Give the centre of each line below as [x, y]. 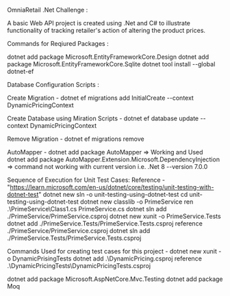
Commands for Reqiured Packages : [58, 43]
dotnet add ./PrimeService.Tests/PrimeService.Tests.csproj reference [105, 224]
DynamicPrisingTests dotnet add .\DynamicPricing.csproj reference [107, 258]
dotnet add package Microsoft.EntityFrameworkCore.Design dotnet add [108, 57]
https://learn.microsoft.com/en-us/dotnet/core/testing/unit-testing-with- [112, 187]
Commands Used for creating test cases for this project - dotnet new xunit [112, 251]
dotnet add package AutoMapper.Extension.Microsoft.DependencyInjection [114, 159]
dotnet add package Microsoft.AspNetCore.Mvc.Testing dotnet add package [115, 279]
